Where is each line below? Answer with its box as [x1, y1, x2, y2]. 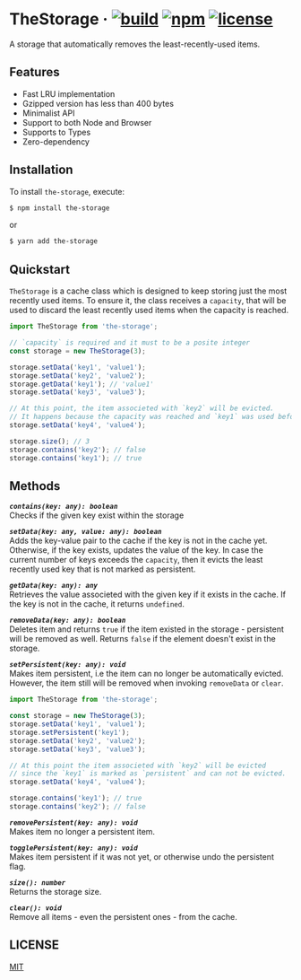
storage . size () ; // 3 [9, 436, 90, 446]
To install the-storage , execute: [9, 186, 125, 197]
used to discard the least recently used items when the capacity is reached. [9, 305, 289, 316]
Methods [9, 478, 61, 494]
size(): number [9, 878, 66, 888]
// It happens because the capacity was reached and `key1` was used [9, 413, 275, 422]
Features [9, 65, 60, 80]
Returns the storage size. [9, 886, 102, 897]
